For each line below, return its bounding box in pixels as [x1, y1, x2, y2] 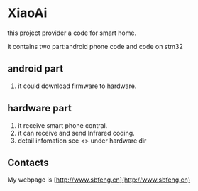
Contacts [7, 156, 50, 168]
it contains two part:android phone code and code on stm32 [7, 42, 183, 50]
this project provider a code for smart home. [7, 28, 137, 37]
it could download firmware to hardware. [17, 82, 137, 90]
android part [7, 62, 64, 75]
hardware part [7, 102, 72, 114]
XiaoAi [7, 5, 48, 21]
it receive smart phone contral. [17, 121, 108, 129]
